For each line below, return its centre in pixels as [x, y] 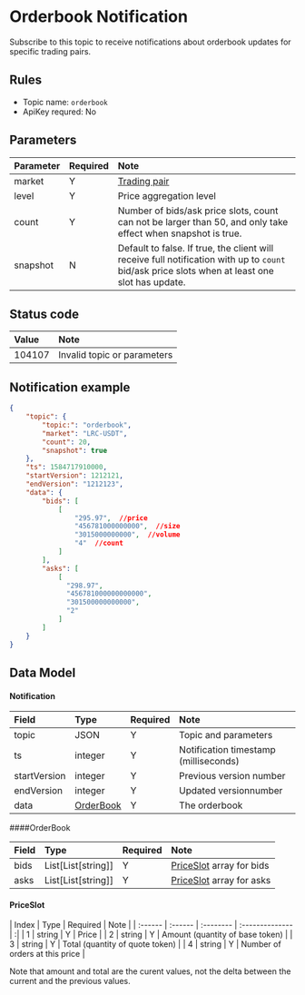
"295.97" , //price [111, 518]
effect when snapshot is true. [180, 233]
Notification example [70, 387]
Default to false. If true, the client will [196, 248]
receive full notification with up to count [202, 259]
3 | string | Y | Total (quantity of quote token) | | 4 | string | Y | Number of [145, 944]
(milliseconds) [209, 762]
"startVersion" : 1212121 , [75, 476]
